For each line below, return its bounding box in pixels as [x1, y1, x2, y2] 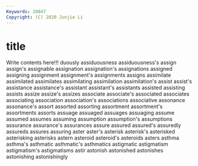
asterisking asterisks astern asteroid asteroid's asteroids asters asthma [6, 134, 179, 142]
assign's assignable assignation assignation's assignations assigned [6, 66, 173, 73]
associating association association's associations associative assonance [6, 97, 186, 104]
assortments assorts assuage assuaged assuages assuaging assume [6, 109, 175, 116]
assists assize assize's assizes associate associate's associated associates [6, 90, 190, 97]
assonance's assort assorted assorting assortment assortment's [6, 103, 163, 110]
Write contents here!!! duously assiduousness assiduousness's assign [6, 59, 177, 66]
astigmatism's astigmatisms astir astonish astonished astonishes [6, 147, 164, 154]
